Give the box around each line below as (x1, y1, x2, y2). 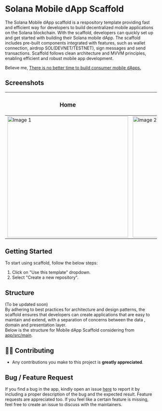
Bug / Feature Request (5, 373, 73, 381)
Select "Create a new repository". (12, 274, 79, 280)
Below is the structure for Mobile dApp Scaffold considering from (5, 327, 135, 333)
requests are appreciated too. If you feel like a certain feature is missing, (5, 396, 148, 402)
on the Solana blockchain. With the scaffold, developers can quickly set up (5, 30, 153, 35)
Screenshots (5, 79, 44, 87)
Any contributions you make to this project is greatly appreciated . (12, 359, 144, 365)
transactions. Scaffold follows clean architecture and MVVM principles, (5, 50, 146, 56)
